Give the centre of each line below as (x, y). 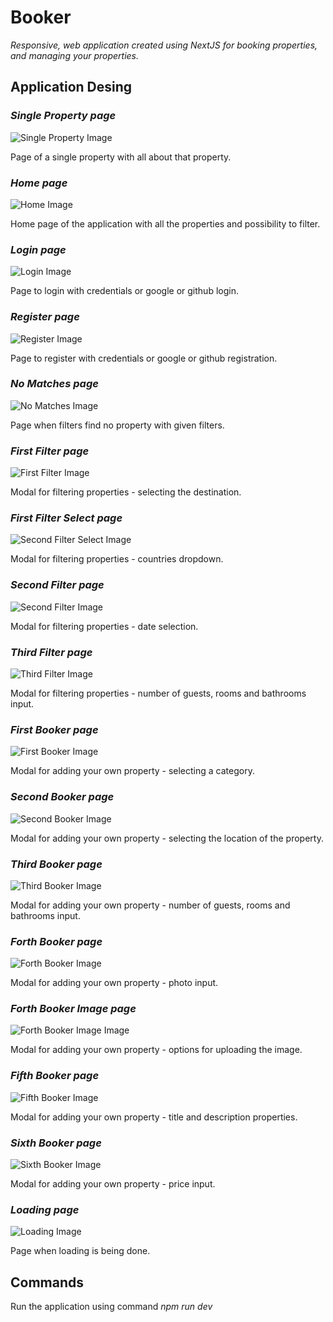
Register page (45, 317)
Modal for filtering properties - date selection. (104, 626)
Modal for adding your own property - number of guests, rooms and (150, 905)
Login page (38, 249)
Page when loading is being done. (80, 1251)
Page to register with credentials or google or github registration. (144, 358)
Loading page (45, 1209)
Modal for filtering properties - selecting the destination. (126, 492)
